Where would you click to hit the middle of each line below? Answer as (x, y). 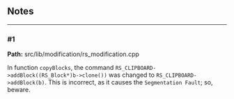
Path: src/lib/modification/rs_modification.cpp (73, 54)
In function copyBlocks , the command (61, 68)
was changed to (132, 75)
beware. (19, 90)
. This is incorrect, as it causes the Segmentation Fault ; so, (128, 82)
